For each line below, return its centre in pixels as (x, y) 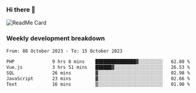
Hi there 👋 (21, 10)
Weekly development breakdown (56, 39)
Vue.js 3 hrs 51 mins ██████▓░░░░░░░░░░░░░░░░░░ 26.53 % (98, 68)
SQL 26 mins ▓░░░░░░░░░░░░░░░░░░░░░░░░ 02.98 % (98, 73)
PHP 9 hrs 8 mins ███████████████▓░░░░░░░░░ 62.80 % (98, 62)
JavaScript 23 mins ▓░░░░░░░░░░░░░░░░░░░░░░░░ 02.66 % (98, 79)
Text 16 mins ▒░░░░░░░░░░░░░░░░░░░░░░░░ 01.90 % (98, 84)
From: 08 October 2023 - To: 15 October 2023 (64, 51)
